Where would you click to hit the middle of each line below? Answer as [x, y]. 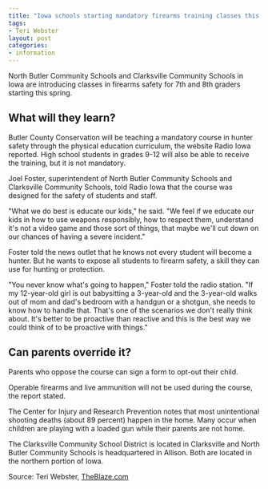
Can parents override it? [70, 352]
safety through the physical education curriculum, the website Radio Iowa [130, 146]
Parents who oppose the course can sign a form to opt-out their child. [123, 372]
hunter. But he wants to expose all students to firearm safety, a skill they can [134, 261]
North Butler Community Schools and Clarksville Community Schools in [126, 76]
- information [32, 53]
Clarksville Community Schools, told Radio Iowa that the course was [121, 187]
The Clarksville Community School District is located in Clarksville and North [134, 444]
